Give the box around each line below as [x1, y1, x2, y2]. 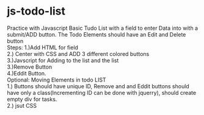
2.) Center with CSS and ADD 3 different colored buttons [7, 50, 150, 57]
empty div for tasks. [7, 96, 57, 103]
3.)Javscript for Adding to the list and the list [7, 57, 119, 64]
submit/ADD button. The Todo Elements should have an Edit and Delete [7, 30, 186, 38]
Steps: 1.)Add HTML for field [7, 44, 79, 51]
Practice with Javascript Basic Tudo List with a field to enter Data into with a [7, 24, 198, 32]
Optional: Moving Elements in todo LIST [7, 76, 106, 83]
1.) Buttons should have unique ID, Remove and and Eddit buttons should [7, 82, 190, 89]
